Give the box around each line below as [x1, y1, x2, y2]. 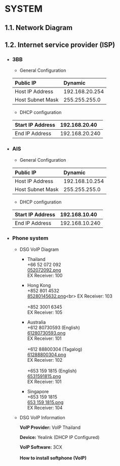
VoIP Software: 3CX [19, 444, 62, 450]
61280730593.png [27, 330, 66, 336]
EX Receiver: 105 [27, 309, 63, 315]
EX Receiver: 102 [27, 357, 63, 363]
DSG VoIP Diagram [19, 246, 59, 252]
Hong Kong [27, 282, 51, 288]
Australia [27, 319, 46, 325]
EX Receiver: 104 [27, 404, 63, 411]
